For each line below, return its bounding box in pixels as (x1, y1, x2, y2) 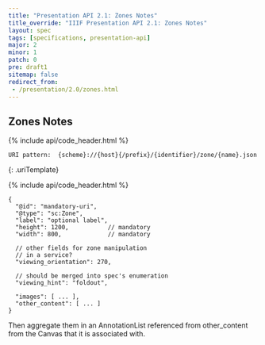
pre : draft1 (8, 63, 48, 71)
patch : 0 (8, 56, 37, 64)
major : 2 (8, 41, 37, 49)
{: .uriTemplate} (8, 165, 60, 174)
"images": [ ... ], (15, 293, 80, 301)
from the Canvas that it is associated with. (8, 329, 145, 339)
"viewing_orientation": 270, (15, 259, 112, 266)
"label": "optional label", (15, 217, 109, 224)
